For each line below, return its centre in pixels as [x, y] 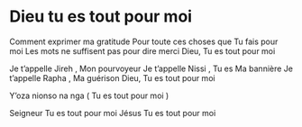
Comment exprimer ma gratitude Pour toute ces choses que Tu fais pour [144, 41]
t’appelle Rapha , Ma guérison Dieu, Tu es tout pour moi [112, 77]
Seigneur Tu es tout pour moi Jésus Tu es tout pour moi [113, 113]
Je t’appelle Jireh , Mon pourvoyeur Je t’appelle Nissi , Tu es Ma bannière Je [151, 68]
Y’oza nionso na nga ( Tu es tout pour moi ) [89, 95]
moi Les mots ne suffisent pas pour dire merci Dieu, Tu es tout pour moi [142, 50]
